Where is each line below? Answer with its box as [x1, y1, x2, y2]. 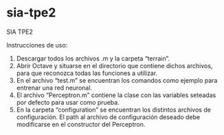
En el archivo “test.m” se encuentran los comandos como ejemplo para [16, 76, 218, 84]
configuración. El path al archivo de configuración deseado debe [16, 112, 201, 121]
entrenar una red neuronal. [16, 83, 93, 92]
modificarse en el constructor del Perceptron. [16, 120, 146, 128]
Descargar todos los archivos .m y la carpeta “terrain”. [16, 54, 170, 63]
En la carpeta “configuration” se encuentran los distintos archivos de [16, 105, 211, 114]
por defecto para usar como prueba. [16, 98, 120, 106]
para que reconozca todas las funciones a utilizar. [16, 69, 158, 77]
